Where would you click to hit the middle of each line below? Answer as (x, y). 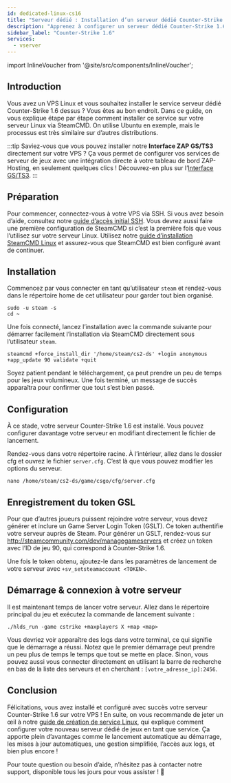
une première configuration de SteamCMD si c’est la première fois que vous (114, 228)
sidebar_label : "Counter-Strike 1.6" (61, 33)
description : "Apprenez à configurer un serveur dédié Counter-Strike (110, 26)
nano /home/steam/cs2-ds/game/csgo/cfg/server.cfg (81, 481)
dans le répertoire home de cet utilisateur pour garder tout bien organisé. (111, 295)
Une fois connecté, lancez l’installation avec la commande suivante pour (109, 327)
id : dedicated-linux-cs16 (44, 13)
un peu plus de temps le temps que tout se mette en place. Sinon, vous (108, 654)
